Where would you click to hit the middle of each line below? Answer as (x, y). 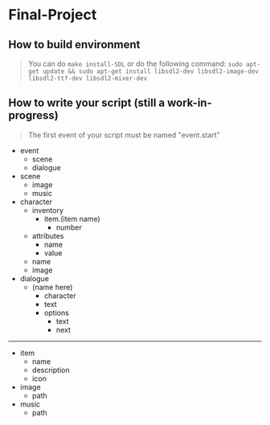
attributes (48, 235)
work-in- (190, 103)
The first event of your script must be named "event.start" (124, 135)
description (51, 370)
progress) (33, 115)
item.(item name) (72, 219)
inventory (48, 210)
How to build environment (74, 45)
